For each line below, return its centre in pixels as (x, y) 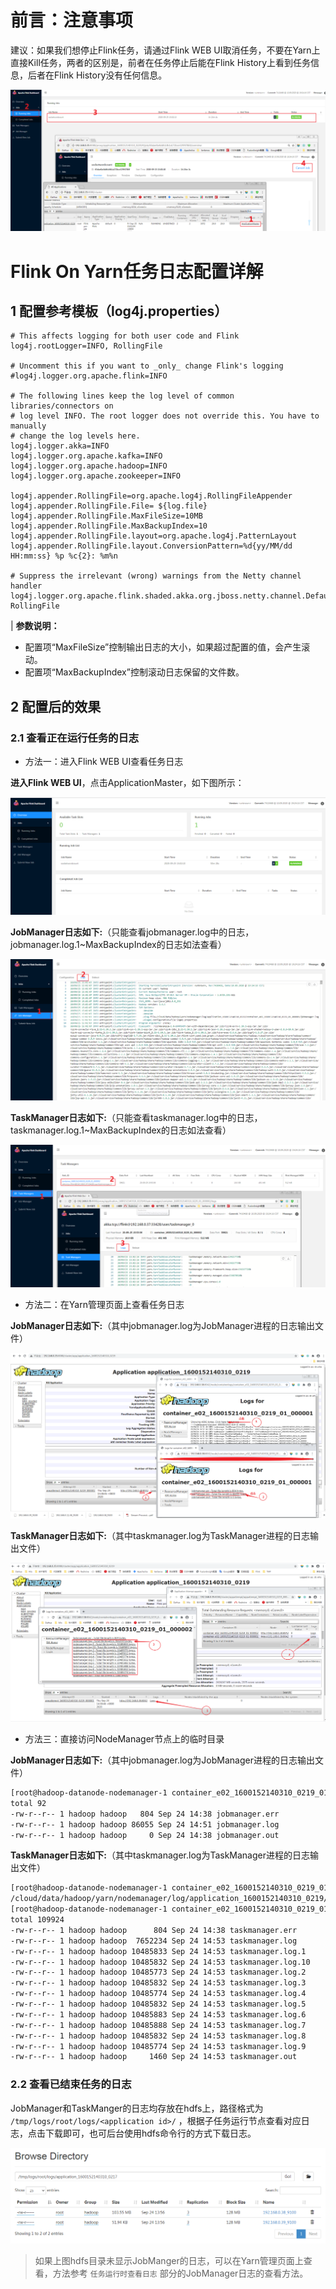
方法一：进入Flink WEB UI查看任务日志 (104, 762)
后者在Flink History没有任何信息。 (97, 75)
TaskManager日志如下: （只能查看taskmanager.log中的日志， (136, 1117)
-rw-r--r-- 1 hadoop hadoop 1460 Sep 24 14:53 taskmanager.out (154, 2057)
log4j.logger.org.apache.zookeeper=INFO (96, 476)
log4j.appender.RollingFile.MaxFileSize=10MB (106, 516)
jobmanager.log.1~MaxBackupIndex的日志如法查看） (118, 945)
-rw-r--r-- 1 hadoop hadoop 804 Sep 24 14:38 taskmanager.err (154, 1930)
